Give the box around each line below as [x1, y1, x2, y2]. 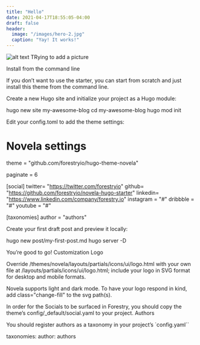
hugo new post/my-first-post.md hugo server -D [6, 236, 127, 244]
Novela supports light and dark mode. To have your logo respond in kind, [6, 285, 187, 292]
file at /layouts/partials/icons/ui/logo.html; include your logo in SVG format [6, 267, 190, 274]
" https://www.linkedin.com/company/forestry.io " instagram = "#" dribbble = [6, 195, 195, 203]
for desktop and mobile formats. [6, 273, 86, 280]
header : [6, 25, 26, 32]
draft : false [6, 20, 39, 26]
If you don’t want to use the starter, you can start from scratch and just [6, 77, 182, 84]
